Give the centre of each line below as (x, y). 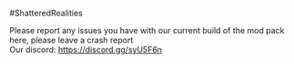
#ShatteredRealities (46, 13)
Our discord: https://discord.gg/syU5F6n (86, 50)
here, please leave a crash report (71, 40)
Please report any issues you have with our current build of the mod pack (147, 30)
